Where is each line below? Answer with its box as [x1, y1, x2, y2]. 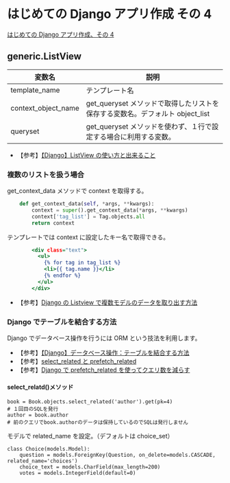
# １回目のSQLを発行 [7, 406, 59, 413]
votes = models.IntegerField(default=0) [19, 470, 136, 477]
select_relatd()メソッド [7, 383, 74, 391]
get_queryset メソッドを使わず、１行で [86, 122, 212, 131]
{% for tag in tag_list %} [43, 259, 121, 267]
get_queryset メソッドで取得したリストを [86, 98, 220, 108]
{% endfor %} [43, 272, 81, 279]
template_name [10, 85, 60, 95]
